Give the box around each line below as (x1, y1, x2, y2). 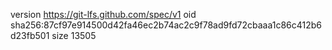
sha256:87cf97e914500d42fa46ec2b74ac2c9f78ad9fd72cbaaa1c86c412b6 (10, 19, 323, 31)
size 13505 (51, 30, 97, 41)
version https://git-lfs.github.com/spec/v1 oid (10, 9, 197, 20)
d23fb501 (10, 30, 50, 41)
